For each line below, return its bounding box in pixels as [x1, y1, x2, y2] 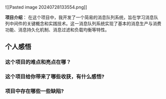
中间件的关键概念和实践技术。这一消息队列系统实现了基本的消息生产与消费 [9, 21, 162, 26]
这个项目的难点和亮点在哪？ [5, 59, 71, 66]
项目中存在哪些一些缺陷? [5, 88, 64, 95]
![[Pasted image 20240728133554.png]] [5, 4, 88, 10]
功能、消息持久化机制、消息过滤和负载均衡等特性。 [5, 27, 110, 33]
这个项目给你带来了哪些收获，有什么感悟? [5, 73, 105, 80]
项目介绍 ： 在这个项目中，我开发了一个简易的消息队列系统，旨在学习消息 [5, 14, 154, 20]
